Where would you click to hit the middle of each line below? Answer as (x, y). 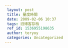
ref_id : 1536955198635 (30, 28)
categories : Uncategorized (35, 38)
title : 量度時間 (22, 14)
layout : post (20, 10)
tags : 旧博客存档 (23, 24)
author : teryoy (22, 33)
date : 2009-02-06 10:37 (31, 19)
